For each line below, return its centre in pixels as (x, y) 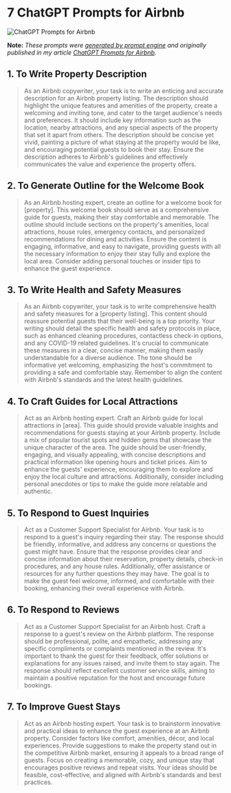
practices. (38, 782)
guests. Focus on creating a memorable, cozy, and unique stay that (119, 760)
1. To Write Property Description (77, 74)
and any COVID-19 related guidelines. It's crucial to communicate (116, 343)
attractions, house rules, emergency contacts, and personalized (114, 232)
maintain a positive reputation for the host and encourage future (115, 678)
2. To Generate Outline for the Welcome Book (106, 186)
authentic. (38, 492)
